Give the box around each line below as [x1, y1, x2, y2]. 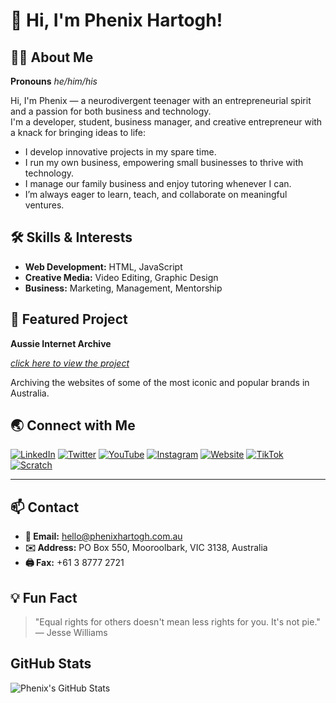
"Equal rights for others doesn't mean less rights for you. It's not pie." [34, 616, 321, 628]
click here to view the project [10, 357, 130, 369]
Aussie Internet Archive [10, 337, 112, 349]
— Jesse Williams [34, 627, 108, 639]
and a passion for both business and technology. [10, 105, 212, 117]
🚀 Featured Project [10, 311, 128, 328]
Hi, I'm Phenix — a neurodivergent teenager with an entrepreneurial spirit [10, 95, 312, 106]
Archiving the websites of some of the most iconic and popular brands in [10, 376, 310, 388]
